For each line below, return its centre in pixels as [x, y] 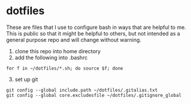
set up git [26, 79]
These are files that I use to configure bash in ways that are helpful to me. [96, 27]
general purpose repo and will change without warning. [74, 40]
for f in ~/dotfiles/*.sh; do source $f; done [65, 68]
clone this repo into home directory [58, 51]
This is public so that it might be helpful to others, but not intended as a [93, 33]
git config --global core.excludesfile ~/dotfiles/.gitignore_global [94, 95]
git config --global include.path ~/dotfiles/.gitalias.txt [82, 90]
